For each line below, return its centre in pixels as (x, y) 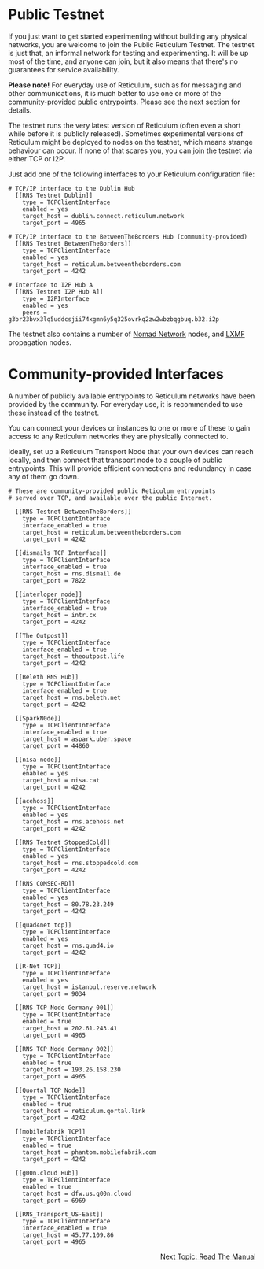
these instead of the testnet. (54, 413)
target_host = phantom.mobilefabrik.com (89, 1152)
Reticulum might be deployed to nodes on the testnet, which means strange (130, 142)
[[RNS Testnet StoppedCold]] (63, 842)
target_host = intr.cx (59, 615)
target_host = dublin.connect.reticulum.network (103, 216)
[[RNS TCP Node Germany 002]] (64, 1049)
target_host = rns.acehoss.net (73, 821)
